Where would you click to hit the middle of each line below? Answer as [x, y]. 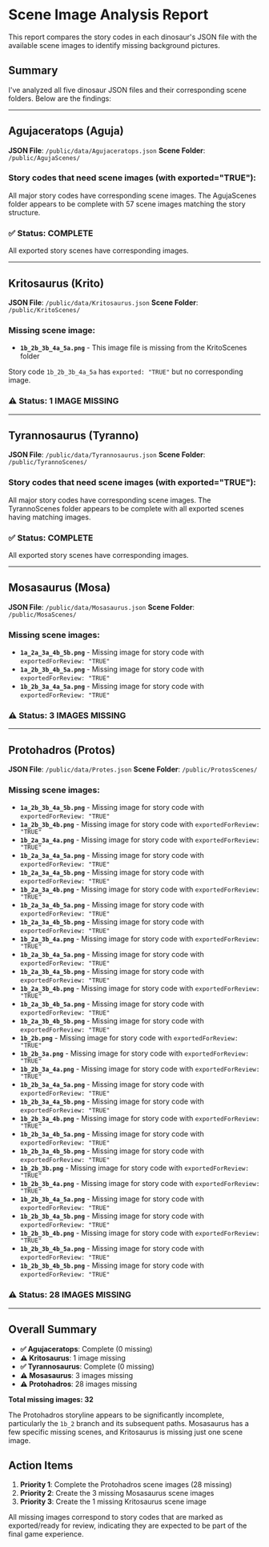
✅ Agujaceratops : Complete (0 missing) [86, 1349]
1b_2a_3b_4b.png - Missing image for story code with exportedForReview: [140, 988]
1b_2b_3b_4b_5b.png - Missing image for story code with [112, 1265]
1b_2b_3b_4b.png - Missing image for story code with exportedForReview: [140, 1233]
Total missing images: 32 [51, 1399]
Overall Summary [53, 1330]
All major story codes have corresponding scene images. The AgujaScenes [132, 195]
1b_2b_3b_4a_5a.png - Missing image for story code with [112, 1199]
